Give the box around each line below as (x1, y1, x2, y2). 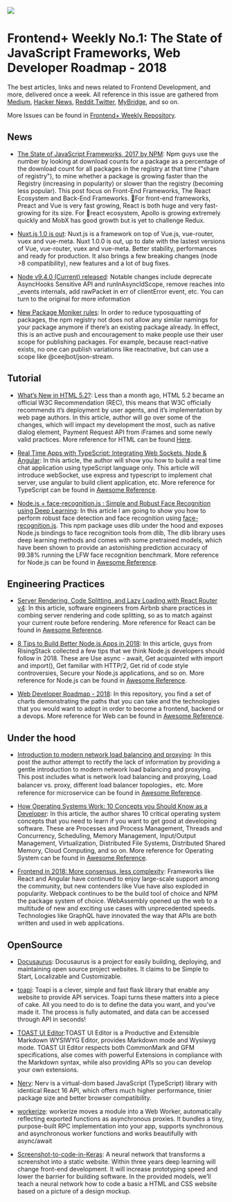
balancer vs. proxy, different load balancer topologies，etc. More (17, 781, 204, 790)
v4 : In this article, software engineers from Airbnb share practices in (17, 604, 213, 612)
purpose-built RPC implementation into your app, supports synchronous (17, 1122, 224, 1130)
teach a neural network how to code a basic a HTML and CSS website (17, 1180, 217, 1187)
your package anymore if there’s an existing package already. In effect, (17, 323, 220, 331)
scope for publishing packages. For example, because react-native (17, 337, 209, 346)
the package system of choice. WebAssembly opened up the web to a (17, 896, 218, 905)
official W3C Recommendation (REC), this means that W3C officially (17, 398, 211, 406)
